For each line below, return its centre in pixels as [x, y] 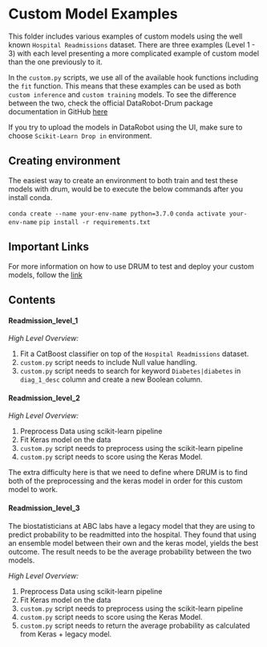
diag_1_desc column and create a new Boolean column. [111, 379]
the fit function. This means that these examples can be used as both [125, 86]
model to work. [33, 489]
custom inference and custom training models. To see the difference [122, 94]
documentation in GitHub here [58, 111]
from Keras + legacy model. [66, 634]
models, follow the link [45, 275]
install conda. [30, 197]
